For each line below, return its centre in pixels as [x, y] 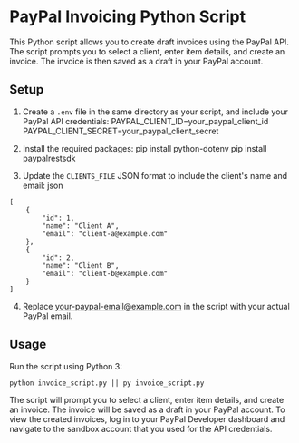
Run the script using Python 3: [66, 366]
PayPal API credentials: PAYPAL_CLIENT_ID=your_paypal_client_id [145, 121]
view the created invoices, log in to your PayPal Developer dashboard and [147, 418]
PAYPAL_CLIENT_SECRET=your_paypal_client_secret [121, 131]
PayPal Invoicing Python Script [128, 17]
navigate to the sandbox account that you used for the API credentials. [141, 428]
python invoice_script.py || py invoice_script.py [107, 383]
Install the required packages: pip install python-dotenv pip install [145, 148]
